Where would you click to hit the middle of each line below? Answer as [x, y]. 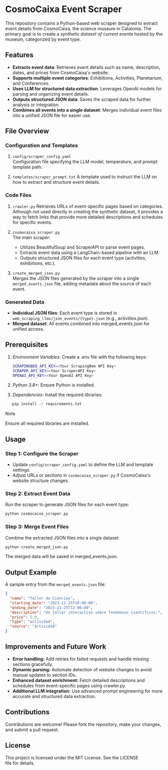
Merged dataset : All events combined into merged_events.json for [81, 324]
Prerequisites [27, 345]
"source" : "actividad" [33, 627]
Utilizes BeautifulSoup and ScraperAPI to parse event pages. [82, 247]
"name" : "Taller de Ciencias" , [42, 598]
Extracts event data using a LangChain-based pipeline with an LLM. [90, 252]
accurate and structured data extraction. [54, 696]
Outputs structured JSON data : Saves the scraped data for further [82, 99]
